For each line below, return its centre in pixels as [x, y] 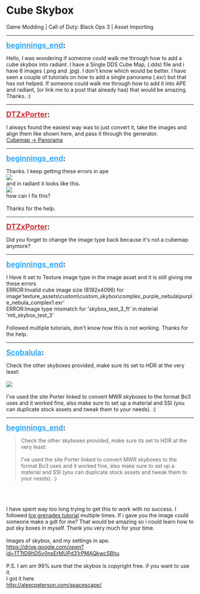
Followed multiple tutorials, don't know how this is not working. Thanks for [97, 327]
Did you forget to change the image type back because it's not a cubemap [97, 239]
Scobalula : [25, 352]
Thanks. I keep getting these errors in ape [57, 171]
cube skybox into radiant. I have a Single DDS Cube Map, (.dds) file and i [95, 64]
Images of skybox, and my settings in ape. [58, 540]
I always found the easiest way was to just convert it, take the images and [96, 127]
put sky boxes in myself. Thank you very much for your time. [80, 528]
